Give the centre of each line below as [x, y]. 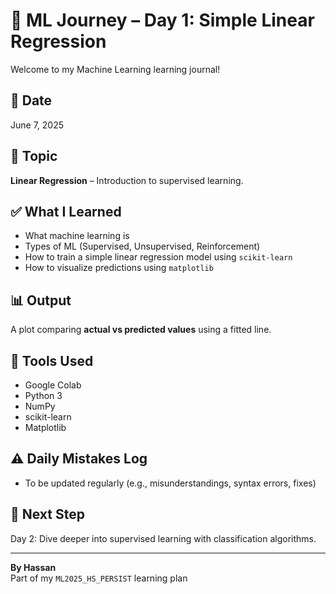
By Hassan [33, 567]
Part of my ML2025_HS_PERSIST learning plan [99, 578]
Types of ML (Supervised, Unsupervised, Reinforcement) [142, 246]
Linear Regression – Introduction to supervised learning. [127, 180]
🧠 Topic [34, 156]
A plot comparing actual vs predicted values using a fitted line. [141, 330]
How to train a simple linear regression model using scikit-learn [158, 257]
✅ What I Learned [66, 211]
